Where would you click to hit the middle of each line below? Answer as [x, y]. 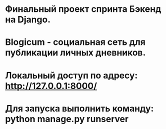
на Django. [28, 20]
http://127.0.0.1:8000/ [51, 86]
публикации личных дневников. [76, 53]
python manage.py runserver [67, 119]
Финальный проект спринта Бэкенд [83, 9]
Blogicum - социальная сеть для [75, 42]
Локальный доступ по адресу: [71, 75]
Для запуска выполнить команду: [80, 108]
